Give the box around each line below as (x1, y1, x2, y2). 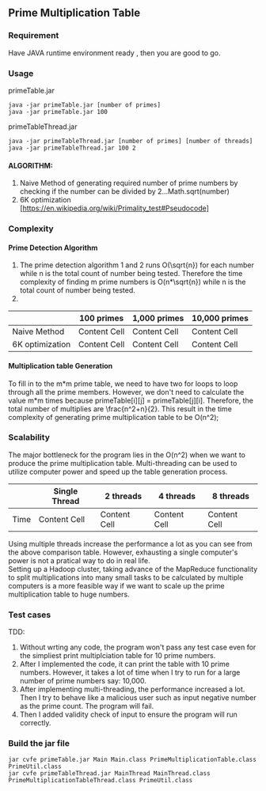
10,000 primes (191, 312, 249, 324)
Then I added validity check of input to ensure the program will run (19, 710, 237, 719)
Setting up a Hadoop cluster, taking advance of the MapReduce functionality (8, 564, 258, 573)
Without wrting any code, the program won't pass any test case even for (19, 642, 256, 652)
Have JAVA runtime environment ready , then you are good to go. (8, 47, 221, 58)
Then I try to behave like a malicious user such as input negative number (19, 693, 257, 702)
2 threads (104, 490, 142, 501)
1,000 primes (131, 312, 184, 324)
